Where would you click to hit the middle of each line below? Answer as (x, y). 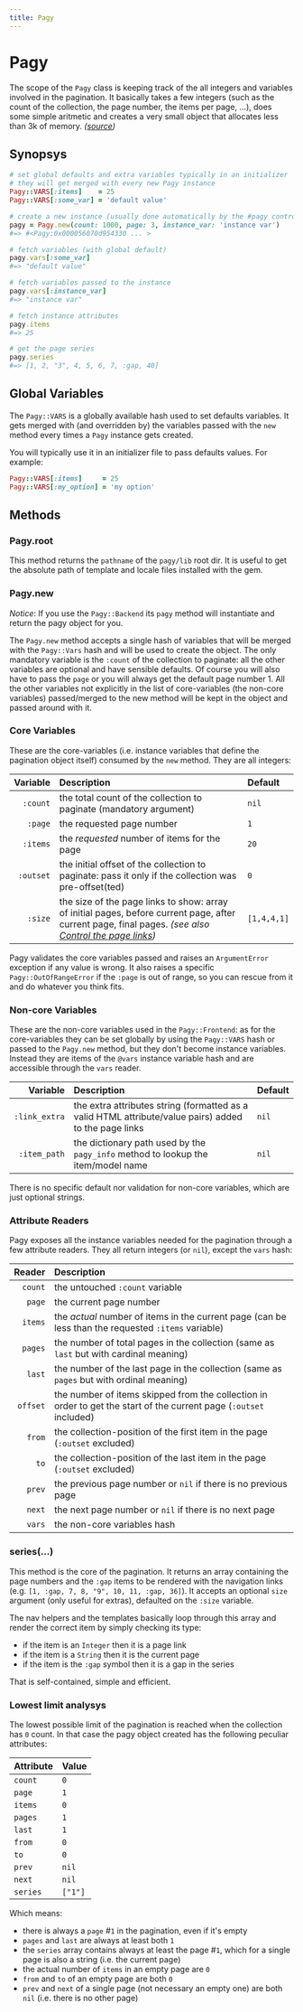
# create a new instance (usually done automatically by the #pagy (139, 216)
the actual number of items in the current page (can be (170, 1317)
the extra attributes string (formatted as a (161, 1106)
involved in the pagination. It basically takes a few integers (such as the (142, 97)
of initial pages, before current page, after (147, 912)
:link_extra (40, 1117)
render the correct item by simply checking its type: (106, 1627)
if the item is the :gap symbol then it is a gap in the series (128, 1664)
